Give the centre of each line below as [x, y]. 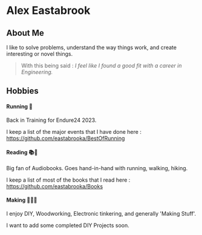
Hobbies [23, 91]
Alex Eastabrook [48, 11]
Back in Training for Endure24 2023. [51, 120]
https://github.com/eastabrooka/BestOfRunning [66, 138]
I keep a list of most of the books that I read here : [68, 180]
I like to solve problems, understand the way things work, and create [92, 47]
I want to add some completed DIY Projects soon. [68, 225]
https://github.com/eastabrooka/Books [55, 186]
